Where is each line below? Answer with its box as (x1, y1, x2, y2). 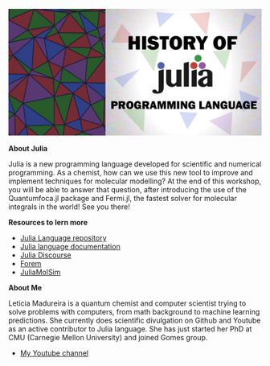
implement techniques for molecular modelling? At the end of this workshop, (8, 176, 262, 186)
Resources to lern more (8, 218, 88, 227)
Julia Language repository (19, 233, 107, 242)
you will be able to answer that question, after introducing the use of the (8, 185, 247, 194)
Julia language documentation (19, 242, 121, 251)
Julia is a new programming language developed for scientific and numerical (8, 159, 262, 169)
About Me (8, 283, 43, 292)
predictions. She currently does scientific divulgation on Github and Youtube (8, 315, 261, 325)
